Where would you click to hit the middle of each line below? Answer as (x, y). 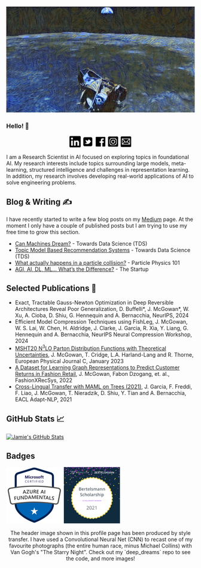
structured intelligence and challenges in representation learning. (109, 169)
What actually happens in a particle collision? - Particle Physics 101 (97, 263)
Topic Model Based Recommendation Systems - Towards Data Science (103, 250)
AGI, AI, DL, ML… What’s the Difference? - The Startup (82, 269)
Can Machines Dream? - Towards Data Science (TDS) (81, 244)
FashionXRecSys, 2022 (44, 380)
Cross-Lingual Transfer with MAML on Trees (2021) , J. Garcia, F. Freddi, (103, 386)
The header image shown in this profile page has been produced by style (100, 533)
